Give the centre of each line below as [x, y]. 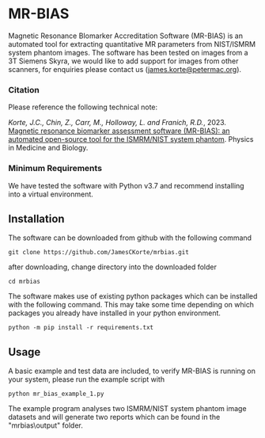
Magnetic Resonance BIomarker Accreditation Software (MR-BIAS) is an [126, 36]
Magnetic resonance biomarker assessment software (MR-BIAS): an [119, 131]
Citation [24, 90]
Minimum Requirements [55, 169]
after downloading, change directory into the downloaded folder [113, 267]
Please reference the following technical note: [83, 107]
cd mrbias [25, 282]
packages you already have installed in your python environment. [115, 313]
